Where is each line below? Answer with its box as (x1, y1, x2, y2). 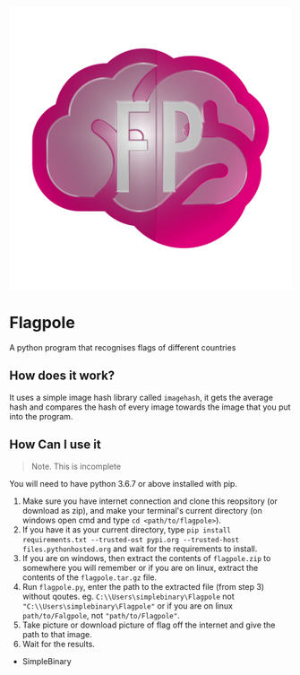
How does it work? (9, 368, 116, 384)
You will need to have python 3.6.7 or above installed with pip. (9, 478, 237, 489)
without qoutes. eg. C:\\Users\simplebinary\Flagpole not (21, 591, 235, 601)
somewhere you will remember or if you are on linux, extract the (21, 562, 259, 573)
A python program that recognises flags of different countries (9, 342, 236, 352)
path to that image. (21, 628, 92, 639)
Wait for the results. (21, 638, 96, 649)
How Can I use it (9, 437, 101, 453)
